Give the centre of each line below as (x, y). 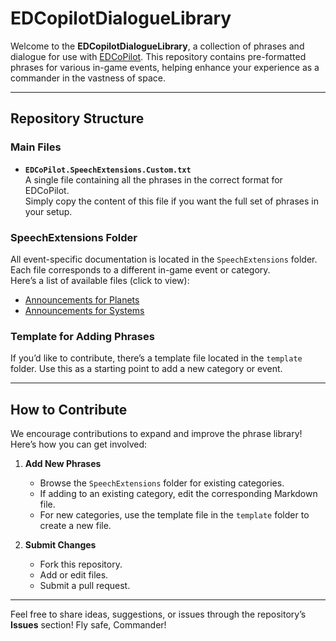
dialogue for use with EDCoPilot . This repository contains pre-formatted (158, 56)
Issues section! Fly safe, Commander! (88, 625)
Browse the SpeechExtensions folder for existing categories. (162, 483)
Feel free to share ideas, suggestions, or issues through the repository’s (158, 614)
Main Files (36, 147)
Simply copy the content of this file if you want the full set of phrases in (172, 201)
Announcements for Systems (84, 310)
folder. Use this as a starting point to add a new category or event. (146, 369)
